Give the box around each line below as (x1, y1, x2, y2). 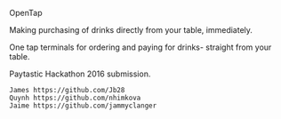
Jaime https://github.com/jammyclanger (9, 101, 157, 110)
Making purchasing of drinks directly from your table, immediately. (9, 25, 253, 35)
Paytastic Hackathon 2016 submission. (9, 68, 151, 79)
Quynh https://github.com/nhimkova (9, 93, 141, 102)
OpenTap (9, 8, 43, 18)
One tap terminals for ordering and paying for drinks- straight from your (9, 42, 272, 52)
